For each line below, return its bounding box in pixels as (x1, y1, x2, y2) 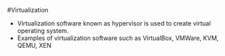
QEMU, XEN (17, 41, 52, 49)
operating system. (17, 27, 69, 35)
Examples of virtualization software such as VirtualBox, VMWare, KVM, (17, 34, 219, 42)
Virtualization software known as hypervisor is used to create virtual (17, 19, 211, 27)
